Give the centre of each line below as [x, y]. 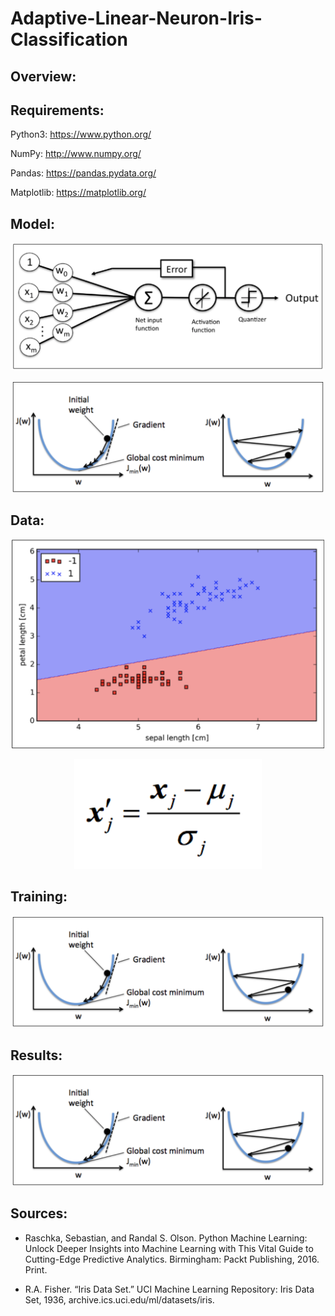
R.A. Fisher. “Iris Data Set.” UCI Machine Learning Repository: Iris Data [169, 1289]
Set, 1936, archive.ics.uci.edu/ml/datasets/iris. [119, 1299]
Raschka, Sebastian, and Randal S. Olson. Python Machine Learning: [166, 1238]
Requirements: [57, 110]
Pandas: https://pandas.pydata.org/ [83, 173]
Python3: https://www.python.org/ [81, 134]
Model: [32, 223]
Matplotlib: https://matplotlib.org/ [78, 193]
